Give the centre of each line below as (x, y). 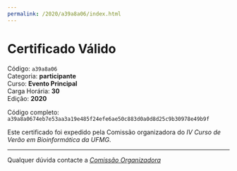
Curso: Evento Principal (42, 83)
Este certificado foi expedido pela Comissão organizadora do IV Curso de (114, 132)
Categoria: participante (42, 76)
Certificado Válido (62, 48)
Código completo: (34, 112)
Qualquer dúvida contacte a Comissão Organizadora (84, 160)
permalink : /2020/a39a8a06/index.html (64, 14)
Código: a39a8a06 (32, 69)
